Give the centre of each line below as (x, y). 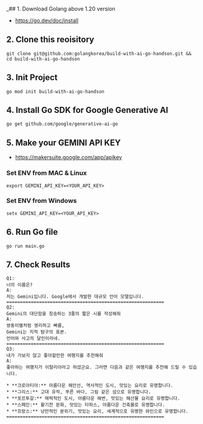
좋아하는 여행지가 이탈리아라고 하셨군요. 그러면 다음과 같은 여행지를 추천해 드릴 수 (96, 368)
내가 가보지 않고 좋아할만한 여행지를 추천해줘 (55, 356)
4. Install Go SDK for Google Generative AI (87, 110)
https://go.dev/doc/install (47, 20)
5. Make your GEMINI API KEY (64, 142)
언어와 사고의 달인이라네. (33, 339)
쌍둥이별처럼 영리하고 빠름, (36, 326)
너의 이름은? (20, 285)
